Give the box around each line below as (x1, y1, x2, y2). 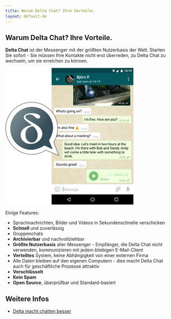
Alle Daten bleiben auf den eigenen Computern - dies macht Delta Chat (12, 258, 163, 264)
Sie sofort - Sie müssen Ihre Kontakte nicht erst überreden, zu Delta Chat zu (5, 52, 166, 58)
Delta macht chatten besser (12, 308, 72, 314)
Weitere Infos (5, 294, 49, 303)
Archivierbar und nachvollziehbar (12, 236, 84, 242)
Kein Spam (12, 274, 37, 281)
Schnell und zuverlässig (12, 225, 64, 231)
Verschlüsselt (12, 269, 44, 275)
